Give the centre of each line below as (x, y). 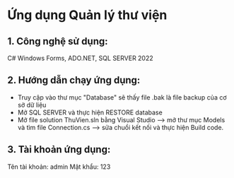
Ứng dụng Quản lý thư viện (87, 15)
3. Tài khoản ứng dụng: (59, 149)
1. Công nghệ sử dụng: (58, 41)
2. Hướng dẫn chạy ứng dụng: (74, 80)
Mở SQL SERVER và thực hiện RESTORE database (90, 112)
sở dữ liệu (32, 105)
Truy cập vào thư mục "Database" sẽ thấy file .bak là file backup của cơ (122, 97)
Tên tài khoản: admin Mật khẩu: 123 (59, 167)
